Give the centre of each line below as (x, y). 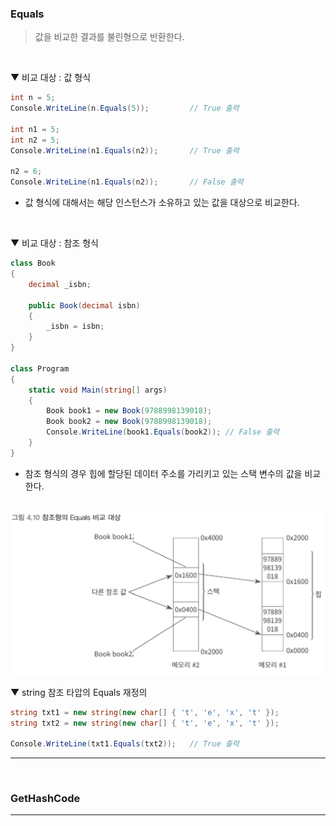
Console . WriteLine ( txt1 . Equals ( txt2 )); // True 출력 (125, 744)
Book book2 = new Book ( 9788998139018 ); (129, 422)
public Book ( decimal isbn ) (84, 305)
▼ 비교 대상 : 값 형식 (51, 78)
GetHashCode (45, 799)
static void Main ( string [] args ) (98, 390)
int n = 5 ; (33, 98)
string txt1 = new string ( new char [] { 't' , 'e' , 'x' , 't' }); (145, 712)
